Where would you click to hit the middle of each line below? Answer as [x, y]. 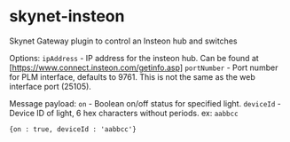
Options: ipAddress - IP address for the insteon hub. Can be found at [134, 58]
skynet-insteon [67, 16]
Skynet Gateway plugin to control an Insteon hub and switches [123, 41]
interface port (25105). [50, 86]
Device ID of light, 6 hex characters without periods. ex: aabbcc [124, 113]
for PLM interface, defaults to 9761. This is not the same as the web [132, 76]
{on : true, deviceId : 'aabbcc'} [73, 129]
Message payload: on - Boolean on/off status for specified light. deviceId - [145, 103]
